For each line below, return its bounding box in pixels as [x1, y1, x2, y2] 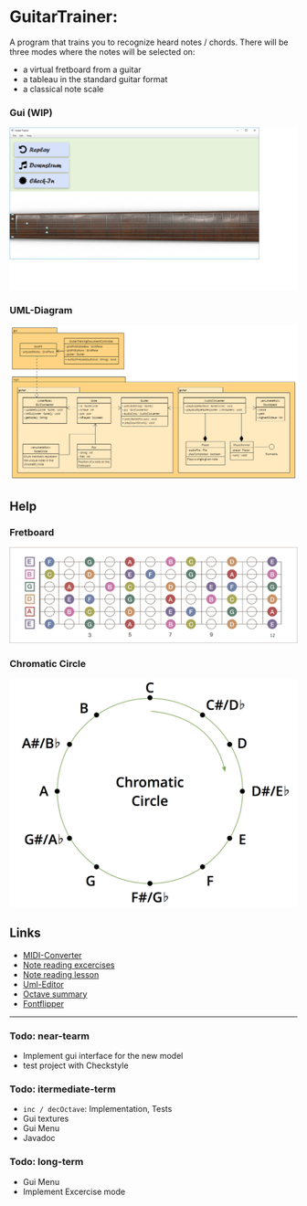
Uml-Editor [22, 979, 64, 989]
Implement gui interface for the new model [22, 1050, 184, 1061]
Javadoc [22, 1133, 57, 1144]
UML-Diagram [9, 303, 73, 316]
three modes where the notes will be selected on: [9, 46, 196, 57]
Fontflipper [22, 998, 64, 1009]
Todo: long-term [9, 1156, 84, 1169]
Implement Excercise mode [22, 1186, 126, 1197]
